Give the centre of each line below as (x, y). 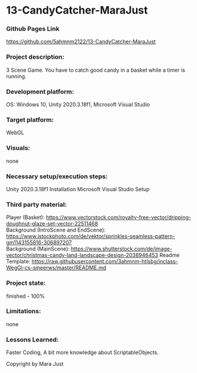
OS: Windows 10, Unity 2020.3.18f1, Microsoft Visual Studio (78, 105)
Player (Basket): (25, 217)
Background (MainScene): (38, 249)
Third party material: (36, 204)
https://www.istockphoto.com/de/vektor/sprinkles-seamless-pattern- (91, 236)
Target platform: (30, 120)
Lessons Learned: (33, 339)
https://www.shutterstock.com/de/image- (122, 249)
